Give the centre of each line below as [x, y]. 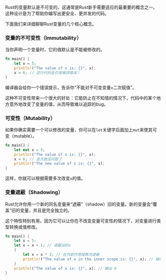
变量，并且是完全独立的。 [46, 210]
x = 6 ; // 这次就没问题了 [38, 159]
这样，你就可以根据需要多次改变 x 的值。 [45, 178]
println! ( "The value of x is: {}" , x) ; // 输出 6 [65, 268]
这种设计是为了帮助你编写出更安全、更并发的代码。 [57, 13]
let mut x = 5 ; [30, 150]
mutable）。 [25, 136]
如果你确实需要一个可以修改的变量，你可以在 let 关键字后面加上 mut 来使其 [79, 129]
